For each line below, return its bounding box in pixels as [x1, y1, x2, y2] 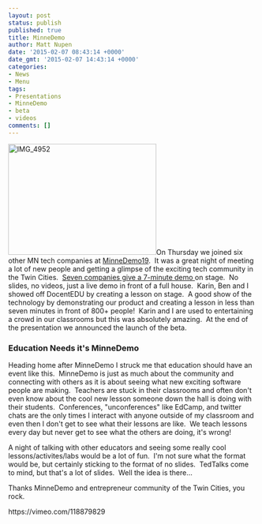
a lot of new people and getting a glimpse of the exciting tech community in [8, 264, 254, 273]
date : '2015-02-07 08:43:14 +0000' [8, 48, 125, 56]
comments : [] [8, 122, 51, 129]
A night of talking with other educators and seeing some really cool [8, 443, 226, 452]
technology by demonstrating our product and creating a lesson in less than [8, 298, 255, 307]
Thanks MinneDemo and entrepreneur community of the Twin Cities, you [8, 483, 245, 493]
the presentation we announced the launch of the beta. [8, 323, 187, 332]
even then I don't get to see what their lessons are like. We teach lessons [8, 419, 248, 429]
